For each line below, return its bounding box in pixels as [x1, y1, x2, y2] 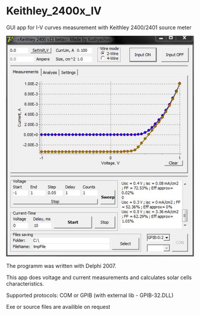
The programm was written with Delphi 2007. [6, 262, 117, 269]
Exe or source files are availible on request [6, 303, 111, 310]
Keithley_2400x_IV [6, 4, 102, 18]
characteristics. [6, 280, 45, 287]
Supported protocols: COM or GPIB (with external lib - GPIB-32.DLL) [6, 292, 174, 299]
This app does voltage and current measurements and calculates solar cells [6, 274, 192, 281]
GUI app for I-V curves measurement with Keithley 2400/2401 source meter [6, 24, 192, 31]
